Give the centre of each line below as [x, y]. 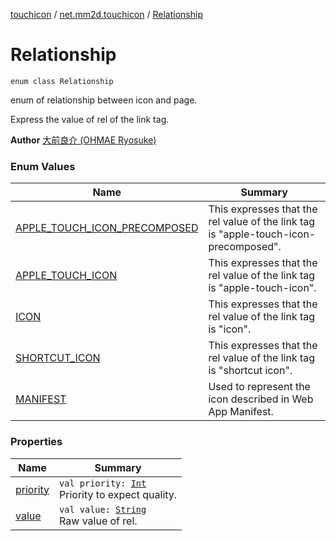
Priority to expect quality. [118, 494]
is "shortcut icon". [250, 371]
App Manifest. [241, 412]
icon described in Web [261, 399]
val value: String [103, 509]
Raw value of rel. [98, 521]
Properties [36, 442]
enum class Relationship [62, 81]
